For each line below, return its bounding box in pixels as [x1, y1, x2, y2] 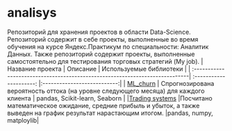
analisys [7, 5, 57, 21]
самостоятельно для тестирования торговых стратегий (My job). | [7, 57, 204, 65]
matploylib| [7, 116, 40, 124]
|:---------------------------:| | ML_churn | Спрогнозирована [38, 79, 215, 87]
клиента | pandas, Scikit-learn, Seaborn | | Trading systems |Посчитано [7, 94, 213, 102]
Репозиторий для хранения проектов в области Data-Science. [7, 28, 191, 36]
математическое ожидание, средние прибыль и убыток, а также [7, 101, 200, 110]
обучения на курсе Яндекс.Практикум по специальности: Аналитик [7, 42, 209, 51]
